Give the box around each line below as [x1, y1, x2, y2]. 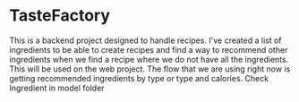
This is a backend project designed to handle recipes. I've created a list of [9, 35, 282, 46]
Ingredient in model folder [9, 82, 105, 93]
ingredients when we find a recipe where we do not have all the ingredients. [9, 54, 289, 64]
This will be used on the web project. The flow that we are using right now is [9, 64, 291, 74]
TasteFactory [9, 5, 110, 26]
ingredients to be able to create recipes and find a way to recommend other [9, 44, 288, 55]
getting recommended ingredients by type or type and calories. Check [9, 72, 269, 83]
